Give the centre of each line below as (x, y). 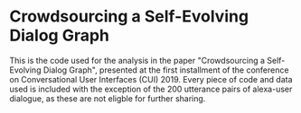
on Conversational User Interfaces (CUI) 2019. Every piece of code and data (151, 79)
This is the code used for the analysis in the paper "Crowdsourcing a (137, 60)
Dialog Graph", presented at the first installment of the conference (166, 70)
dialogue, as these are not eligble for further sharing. (108, 98)
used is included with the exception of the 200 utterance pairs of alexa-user (151, 89)
